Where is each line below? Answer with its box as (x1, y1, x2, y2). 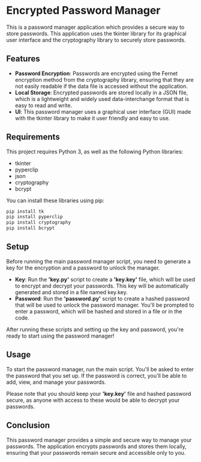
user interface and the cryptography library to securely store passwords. (6, 36, 186, 43)
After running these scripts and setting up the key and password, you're (6, 325, 184, 333)
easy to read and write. (14, 102, 73, 109)
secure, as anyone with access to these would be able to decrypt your (6, 396, 180, 404)
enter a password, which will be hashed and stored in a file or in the (14, 307, 182, 315)
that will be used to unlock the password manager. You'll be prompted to (14, 301, 194, 309)
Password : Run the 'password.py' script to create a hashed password (14, 295, 190, 302)
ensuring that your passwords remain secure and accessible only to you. (6, 449, 186, 456)
